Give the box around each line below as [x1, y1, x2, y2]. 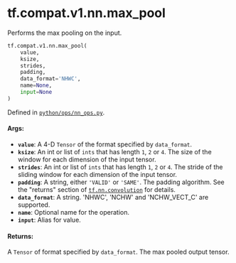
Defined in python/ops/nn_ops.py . [7, 108, 105, 117]
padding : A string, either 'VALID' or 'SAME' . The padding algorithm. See [17, 178, 225, 186]
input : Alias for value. [17, 215, 82, 225]
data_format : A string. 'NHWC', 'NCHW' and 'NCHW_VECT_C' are [17, 193, 209, 202]
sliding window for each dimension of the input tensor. [17, 171, 178, 179]
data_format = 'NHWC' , [20, 75, 81, 82]
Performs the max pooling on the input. [7, 28, 122, 37]
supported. [17, 200, 50, 209]
